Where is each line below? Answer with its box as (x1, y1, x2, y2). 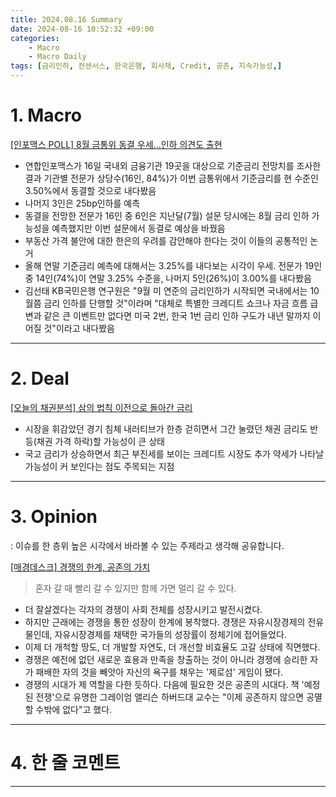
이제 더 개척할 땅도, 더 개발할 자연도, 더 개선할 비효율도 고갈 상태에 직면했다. (24, 641, 321, 653)
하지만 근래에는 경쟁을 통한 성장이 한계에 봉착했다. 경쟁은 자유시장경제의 (24, 616, 306, 628)
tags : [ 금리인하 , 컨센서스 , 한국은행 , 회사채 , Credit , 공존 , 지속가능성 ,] (10, 61, 283, 71)
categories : (10, 33, 60, 43)
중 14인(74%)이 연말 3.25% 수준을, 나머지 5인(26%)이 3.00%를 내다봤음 (24, 272, 312, 284)
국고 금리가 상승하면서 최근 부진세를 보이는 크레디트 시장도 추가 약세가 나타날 (24, 447, 325, 460)
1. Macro (10, 104, 82, 127)
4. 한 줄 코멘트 (10, 752, 121, 774)
